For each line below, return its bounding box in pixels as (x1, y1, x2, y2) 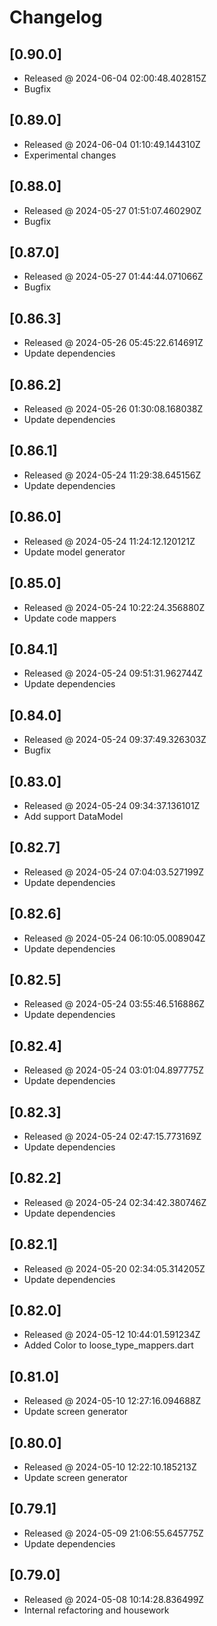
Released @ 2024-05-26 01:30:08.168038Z (23, 403, 204, 415)
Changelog (9, 6, 103, 29)
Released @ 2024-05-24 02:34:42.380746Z (23, 1196, 207, 1208)
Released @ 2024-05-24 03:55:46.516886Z (23, 998, 206, 1010)
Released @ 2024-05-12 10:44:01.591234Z (23, 1329, 201, 1341)
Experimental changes (23, 149, 117, 161)
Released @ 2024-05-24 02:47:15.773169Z (23, 1131, 202, 1142)
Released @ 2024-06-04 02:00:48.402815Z (23, 72, 207, 84)
